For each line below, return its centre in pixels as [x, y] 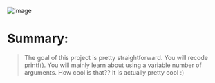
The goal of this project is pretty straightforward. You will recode [116, 57]
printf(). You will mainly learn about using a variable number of [113, 65]
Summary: [38, 39]
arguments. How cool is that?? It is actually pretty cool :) [104, 72]
